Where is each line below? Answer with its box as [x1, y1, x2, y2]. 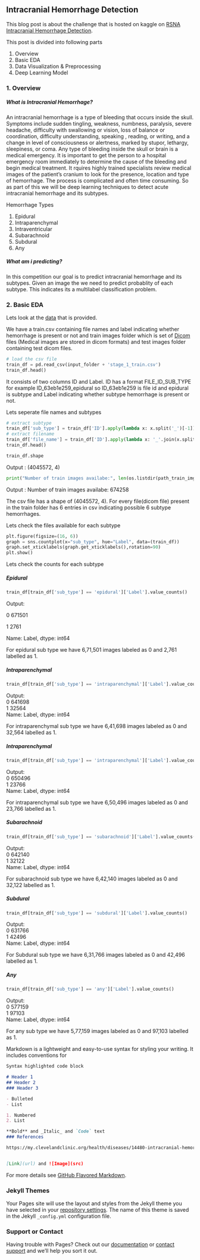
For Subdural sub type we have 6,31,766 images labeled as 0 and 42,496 [6, 951, 186, 959]
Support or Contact [6, 1227, 64, 1236]
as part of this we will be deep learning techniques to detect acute [6, 183, 168, 190]
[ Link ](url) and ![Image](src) [6, 1161, 84, 1166]
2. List [6, 1118, 26, 1124]
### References [6, 1134, 44, 1140]
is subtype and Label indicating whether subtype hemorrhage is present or [6, 390, 190, 398]
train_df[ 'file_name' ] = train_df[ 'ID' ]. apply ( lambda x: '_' [6, 437, 161, 443]
